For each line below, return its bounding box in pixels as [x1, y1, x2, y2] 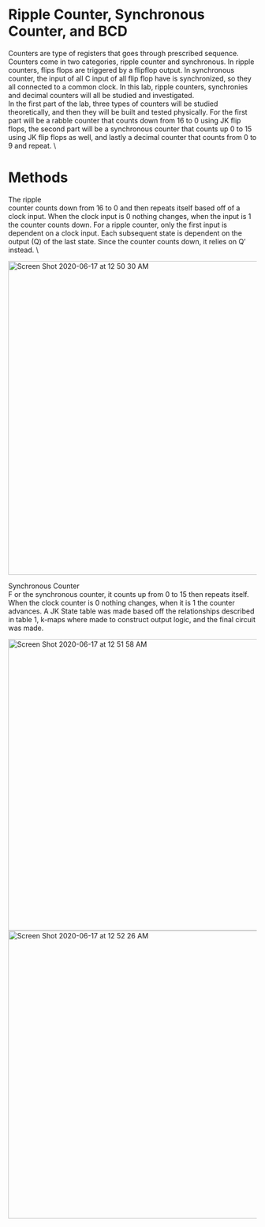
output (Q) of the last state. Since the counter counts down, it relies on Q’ [8, 236, 246, 246]
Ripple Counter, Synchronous [8, 6, 205, 24]
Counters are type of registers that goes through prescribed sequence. [8, 48, 239, 58]
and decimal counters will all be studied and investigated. [8, 90, 195, 100]
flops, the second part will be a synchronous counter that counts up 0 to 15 [8, 124, 252, 134]
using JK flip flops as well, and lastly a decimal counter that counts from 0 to [8, 132, 257, 142]
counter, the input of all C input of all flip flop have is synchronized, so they [8, 74, 252, 83]
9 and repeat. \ [8, 141, 57, 150]
